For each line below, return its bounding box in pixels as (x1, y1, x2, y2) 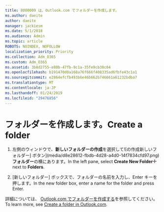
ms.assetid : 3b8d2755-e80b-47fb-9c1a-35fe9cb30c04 (5, 65, 111, 70)
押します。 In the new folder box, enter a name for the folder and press (12, 180, 155, 186)
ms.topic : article (5, 39, 43, 44)
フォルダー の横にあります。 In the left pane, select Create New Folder (12, 159, 153, 165)
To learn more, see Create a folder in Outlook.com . (5, 201, 108, 208)
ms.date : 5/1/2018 (5, 28, 43, 34)
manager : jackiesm (5, 24, 43, 28)
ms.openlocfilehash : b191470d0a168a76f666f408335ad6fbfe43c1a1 (5, 70, 137, 75)
